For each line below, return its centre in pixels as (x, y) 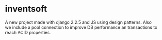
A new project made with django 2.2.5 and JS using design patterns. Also (78, 22)
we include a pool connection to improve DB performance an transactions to (81, 27)
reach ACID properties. (28, 32)
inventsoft (26, 9)
